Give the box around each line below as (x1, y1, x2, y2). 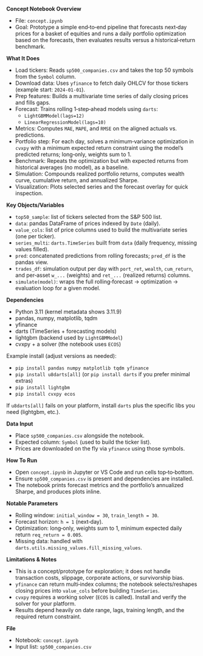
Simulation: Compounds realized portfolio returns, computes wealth (15, 170, 185, 177)
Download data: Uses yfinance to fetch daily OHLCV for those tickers (15, 79, 188, 87)
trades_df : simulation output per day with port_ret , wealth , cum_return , (15, 265, 193, 272)
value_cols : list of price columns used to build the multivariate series (15, 226, 188, 234)
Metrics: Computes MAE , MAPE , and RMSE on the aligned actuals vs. (15, 125, 177, 132)
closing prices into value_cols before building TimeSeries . (15, 587, 160, 594)
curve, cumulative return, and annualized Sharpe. (15, 177, 139, 184)
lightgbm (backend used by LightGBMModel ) (15, 334, 123, 341)
